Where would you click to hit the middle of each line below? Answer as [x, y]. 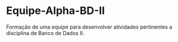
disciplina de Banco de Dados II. [45, 33]
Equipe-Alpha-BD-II [56, 11]
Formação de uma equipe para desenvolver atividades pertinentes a [89, 27]
